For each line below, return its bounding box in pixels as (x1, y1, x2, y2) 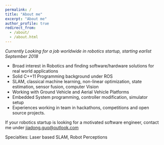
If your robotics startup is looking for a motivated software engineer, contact (5, 119, 159, 125)
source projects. (12, 110, 46, 116)
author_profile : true (5, 21, 49, 26)
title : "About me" (5, 12, 43, 17)
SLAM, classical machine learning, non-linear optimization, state (12, 78, 142, 84)
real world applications (12, 68, 59, 74)
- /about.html (9, 35, 38, 40)
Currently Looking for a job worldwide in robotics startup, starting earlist (5, 48, 152, 54)
